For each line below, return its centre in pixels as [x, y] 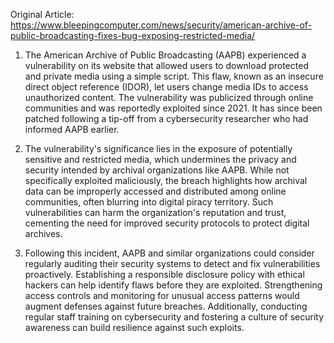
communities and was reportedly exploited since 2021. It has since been [173, 108]
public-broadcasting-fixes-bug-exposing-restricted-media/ [133, 35]
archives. [43, 233]
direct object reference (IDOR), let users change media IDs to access [166, 87]
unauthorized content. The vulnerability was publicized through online [169, 97]
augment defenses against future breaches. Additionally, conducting [166, 306]
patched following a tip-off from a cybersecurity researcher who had [166, 118]
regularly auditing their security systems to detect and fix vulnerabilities [172, 263]
